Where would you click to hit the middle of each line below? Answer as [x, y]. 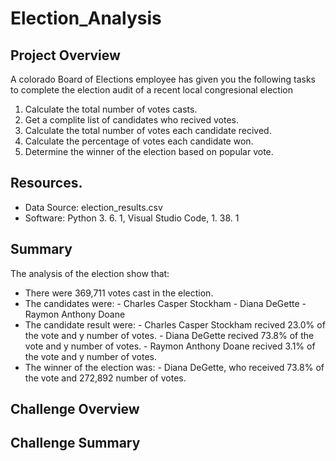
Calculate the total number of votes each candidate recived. [148, 130]
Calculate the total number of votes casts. [111, 109]
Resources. [46, 183]
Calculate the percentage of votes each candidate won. [139, 141]
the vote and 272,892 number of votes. [105, 378]
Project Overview [65, 55]
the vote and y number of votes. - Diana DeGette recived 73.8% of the [169, 335]
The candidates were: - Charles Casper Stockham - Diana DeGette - [165, 303]
